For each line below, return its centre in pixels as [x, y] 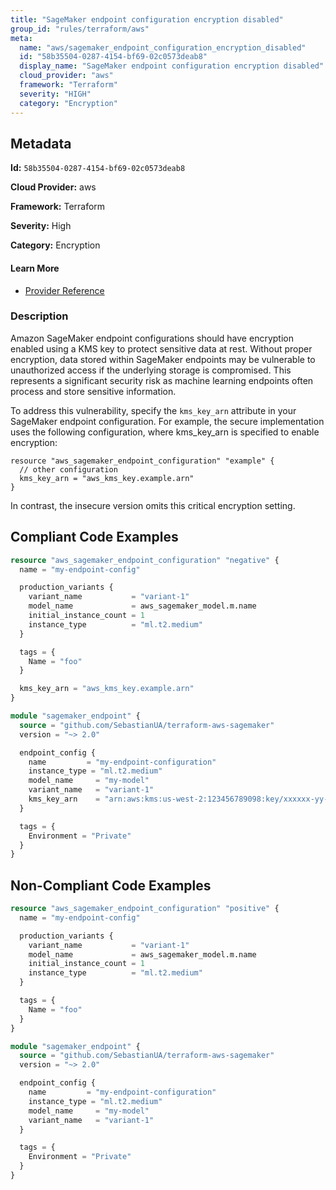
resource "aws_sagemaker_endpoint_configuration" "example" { [142, 461]
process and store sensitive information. [93, 391]
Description [39, 316]
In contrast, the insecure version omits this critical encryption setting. [153, 505]
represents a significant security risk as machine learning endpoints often [162, 380]
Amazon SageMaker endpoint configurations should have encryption [152, 338]
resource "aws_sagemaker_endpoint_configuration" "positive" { [145, 909]
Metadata [41, 143]
